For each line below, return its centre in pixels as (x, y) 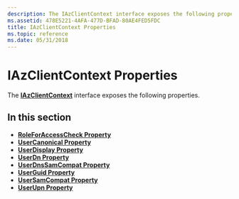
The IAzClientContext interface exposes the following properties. (104, 95)
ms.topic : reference (38, 34)
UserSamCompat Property (58, 180)
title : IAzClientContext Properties (62, 27)
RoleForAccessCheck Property (64, 134)
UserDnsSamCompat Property (64, 165)
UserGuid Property (46, 172)
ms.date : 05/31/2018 (38, 41)
